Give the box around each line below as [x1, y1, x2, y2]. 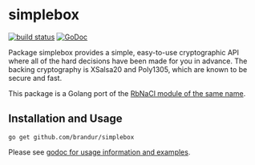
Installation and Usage [8, 112, 123, 126]
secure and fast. [8, 73, 63, 82]
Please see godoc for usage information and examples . [8, 147, 191, 157]
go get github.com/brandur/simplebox [8, 133, 135, 141]
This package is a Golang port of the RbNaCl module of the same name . [8, 88, 246, 98]
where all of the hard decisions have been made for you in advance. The [8, 56, 248, 66]
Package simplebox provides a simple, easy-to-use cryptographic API [8, 47, 239, 57]
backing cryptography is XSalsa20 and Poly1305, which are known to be [8, 64, 248, 74]
